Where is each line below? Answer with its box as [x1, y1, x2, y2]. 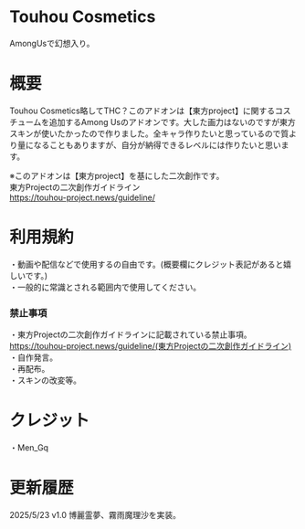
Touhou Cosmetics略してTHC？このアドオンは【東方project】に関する [9, 105, 276, 116]
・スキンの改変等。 [9, 375, 82, 386]
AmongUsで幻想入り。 [9, 37, 95, 48]
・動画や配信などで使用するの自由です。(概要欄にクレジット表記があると [9, 259, 284, 270]
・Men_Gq [9, 442, 48, 453]
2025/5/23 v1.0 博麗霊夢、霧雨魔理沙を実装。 [9, 509, 181, 520]
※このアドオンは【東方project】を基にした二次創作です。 [9, 170, 225, 181]
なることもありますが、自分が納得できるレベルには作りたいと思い [33, 139, 281, 150]
